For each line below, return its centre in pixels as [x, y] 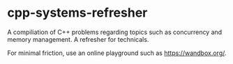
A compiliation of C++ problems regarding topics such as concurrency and [115, 32]
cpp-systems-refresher [77, 13]
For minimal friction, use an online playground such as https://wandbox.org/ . [117, 53]
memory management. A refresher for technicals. [78, 39]
